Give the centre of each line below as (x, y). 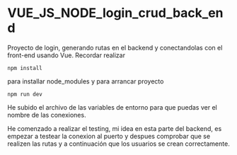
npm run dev (25, 94)
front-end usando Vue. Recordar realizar (67, 55)
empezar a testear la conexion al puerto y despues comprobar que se (109, 136)
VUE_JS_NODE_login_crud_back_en (116, 13)
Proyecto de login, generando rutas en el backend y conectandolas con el (115, 47)
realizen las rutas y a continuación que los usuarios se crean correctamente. (118, 144)
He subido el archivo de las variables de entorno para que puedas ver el (112, 107)
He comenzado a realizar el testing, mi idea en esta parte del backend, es (115, 128)
